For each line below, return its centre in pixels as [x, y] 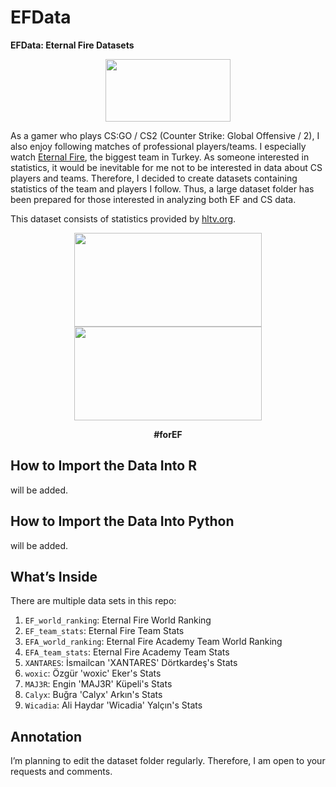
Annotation [46, 736]
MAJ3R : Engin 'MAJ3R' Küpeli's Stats [98, 684]
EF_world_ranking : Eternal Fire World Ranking [118, 620]
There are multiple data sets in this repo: [93, 601]
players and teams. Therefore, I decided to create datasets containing [154, 178]
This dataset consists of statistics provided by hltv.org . [123, 218]
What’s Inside [54, 576]
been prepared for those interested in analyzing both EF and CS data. [153, 199]
